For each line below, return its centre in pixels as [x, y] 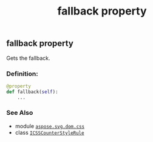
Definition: [22, 74]
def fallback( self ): [32, 92]
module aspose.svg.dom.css [50, 126]
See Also [20, 113]
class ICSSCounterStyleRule [49, 132]
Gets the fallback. [28, 58]
